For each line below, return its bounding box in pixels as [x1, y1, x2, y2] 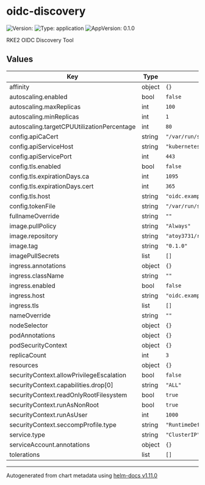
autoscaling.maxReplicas [9, 102, 81, 111]
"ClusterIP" [165, 431, 200, 438]
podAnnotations [9, 331, 56, 339]
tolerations [9, 450, 40, 459]
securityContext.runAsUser [9, 410, 88, 419]
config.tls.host [9, 191, 51, 200]
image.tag [9, 242, 38, 250]
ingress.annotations [9, 261, 66, 270]
